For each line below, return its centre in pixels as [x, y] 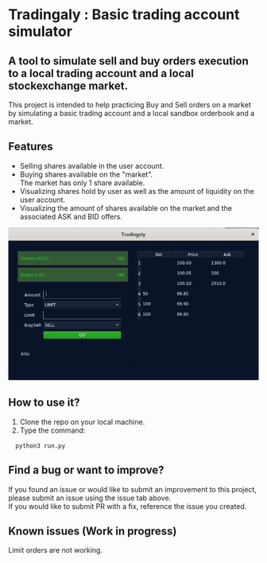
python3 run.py [41, 446]
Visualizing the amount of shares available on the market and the [126, 208]
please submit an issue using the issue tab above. [90, 498]
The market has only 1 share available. [82, 182]
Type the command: [52, 430]
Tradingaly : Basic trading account [124, 15]
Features [31, 147]
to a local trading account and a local [101, 73]
